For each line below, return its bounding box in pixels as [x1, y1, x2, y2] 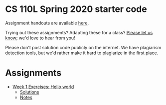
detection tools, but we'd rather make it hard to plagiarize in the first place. [5, 50, 159, 56]
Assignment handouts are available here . [5, 20, 89, 26]
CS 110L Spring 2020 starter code [5, 3, 147, 15]
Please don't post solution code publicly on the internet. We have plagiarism [5, 44, 162, 50]
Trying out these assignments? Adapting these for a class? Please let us [5, 29, 153, 35]
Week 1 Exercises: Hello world [12, 84, 74, 90]
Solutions [19, 89, 39, 95]
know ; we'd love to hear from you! [5, 35, 76, 41]
